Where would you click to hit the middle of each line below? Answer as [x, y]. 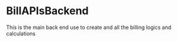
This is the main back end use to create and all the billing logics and [89, 27]
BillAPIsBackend [47, 11]
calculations [21, 33]
